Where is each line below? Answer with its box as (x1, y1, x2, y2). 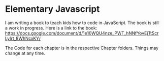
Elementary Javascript (5, 3, 100, 15)
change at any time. (5, 50, 45, 56)
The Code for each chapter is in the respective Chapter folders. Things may (5, 45, 159, 51)
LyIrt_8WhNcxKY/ (5, 35, 41, 41)
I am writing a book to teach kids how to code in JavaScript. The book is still (5, 20, 160, 26)
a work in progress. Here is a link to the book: (5, 25, 98, 30)
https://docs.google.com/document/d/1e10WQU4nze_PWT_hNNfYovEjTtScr (5, 30, 159, 36)
